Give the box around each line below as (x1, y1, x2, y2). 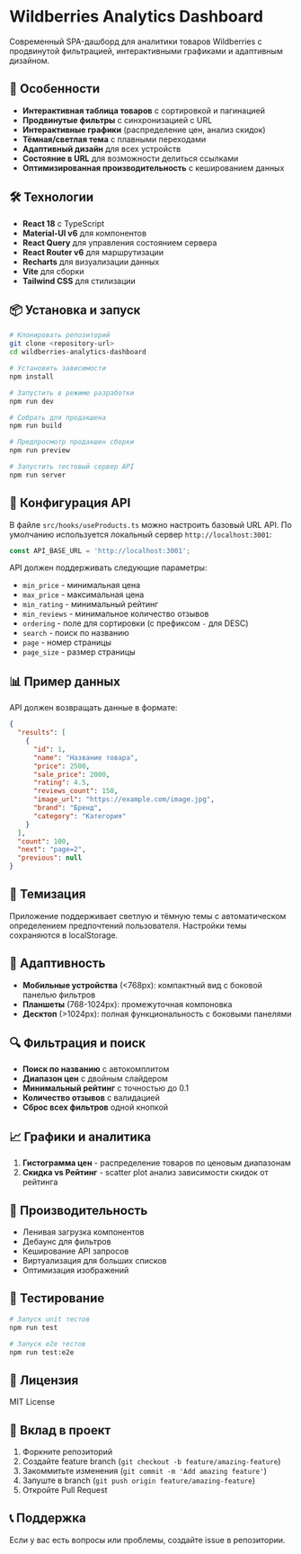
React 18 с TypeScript (22, 218, 105, 228)
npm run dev (9, 397, 54, 406)
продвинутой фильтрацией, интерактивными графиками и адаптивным (9, 45, 283, 56)
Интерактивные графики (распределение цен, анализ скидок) (22, 124, 267, 135)
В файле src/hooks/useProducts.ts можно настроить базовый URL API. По (9, 519, 292, 530)
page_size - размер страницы (22, 647, 136, 657)
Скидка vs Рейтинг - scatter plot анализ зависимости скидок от (22, 1167, 270, 1178)
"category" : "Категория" (32, 811, 127, 820)
